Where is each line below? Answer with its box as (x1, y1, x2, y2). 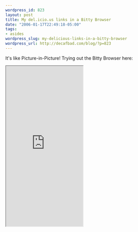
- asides (5, 31, 24, 36)
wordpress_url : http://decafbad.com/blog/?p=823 (5, 41, 111, 46)
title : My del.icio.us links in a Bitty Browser (5, 17, 111, 22)
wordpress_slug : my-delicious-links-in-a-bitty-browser (5, 36, 127, 42)
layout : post (5, 12, 33, 17)
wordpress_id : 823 (5, 7, 45, 13)
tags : (5, 27, 17, 32)
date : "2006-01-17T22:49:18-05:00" (5, 22, 82, 27)
